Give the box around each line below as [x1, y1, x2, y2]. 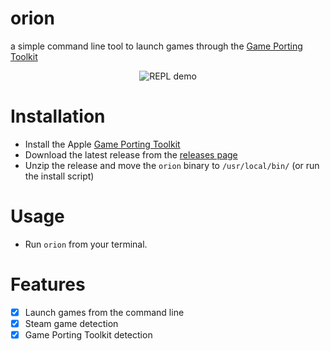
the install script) [24, 170, 95, 182]
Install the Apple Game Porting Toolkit [24, 138, 181, 150]
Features [10, 273, 86, 296]
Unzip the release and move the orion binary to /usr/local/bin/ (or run [24, 159, 320, 171]
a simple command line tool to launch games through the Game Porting [10, 40, 303, 52]
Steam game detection [24, 317, 119, 329]
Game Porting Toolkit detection [24, 328, 153, 341]
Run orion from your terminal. [24, 238, 148, 250]
